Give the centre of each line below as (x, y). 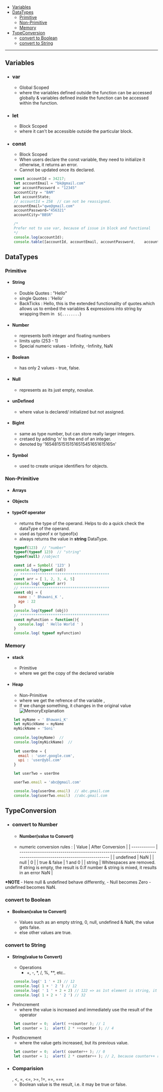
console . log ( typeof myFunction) (48, 633)
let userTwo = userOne (37, 774)
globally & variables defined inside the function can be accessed (84, 98)
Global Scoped (34, 87)
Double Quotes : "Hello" (43, 293)
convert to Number (35, 824)
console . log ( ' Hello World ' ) (50, 624)
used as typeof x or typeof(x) (49, 534)
